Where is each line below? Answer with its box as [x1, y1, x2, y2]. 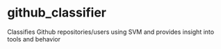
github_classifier [7, 5, 106, 21]
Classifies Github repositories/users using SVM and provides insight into [7, 28, 214, 36]
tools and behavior [7, 35, 61, 43]
